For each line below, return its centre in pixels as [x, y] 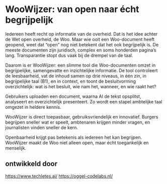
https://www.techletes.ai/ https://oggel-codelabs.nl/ [59, 176]
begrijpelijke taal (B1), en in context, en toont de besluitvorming [71, 81]
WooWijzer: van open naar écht [72, 9]
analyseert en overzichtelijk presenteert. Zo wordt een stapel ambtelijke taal [84, 101]
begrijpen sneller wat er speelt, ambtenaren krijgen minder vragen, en [78, 122]
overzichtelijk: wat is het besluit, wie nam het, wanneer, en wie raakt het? [81, 86]
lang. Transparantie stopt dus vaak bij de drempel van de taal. [69, 55]
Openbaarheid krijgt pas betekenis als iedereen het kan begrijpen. [74, 137]
